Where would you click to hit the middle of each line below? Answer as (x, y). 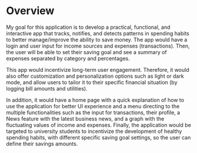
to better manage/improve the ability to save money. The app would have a (97, 39)
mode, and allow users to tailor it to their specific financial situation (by (92, 82)
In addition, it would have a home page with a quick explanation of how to (95, 100)
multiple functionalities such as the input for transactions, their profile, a (93, 112)
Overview (30, 11)
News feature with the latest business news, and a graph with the (85, 118)
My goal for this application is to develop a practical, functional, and (88, 27)
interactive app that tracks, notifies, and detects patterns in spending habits (98, 33)
